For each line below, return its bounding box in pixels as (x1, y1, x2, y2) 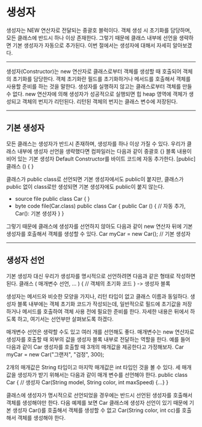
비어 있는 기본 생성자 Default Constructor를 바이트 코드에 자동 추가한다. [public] (6, 155, 196, 162)
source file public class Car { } (14, 195, 90, 202)
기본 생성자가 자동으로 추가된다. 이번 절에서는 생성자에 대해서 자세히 (12, 42, 171, 49)
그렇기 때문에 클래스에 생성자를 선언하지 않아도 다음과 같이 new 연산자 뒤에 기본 (6, 223, 193, 230)
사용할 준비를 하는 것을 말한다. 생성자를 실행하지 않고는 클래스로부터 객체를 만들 (6, 83, 192, 90)
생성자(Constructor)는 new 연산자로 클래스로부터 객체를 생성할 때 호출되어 (6, 68, 182, 75)
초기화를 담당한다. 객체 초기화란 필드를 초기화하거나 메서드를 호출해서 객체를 (12, 75, 191, 82)
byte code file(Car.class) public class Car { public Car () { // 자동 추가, (14, 202, 186, 209)
